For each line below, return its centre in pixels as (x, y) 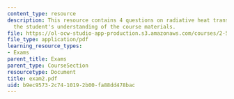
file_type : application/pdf (48, 40)
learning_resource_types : (45, 46)
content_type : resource (42, 14)
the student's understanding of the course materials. (95, 26)
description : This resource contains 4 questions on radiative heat (109, 20)
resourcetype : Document (42, 72)
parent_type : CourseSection (48, 66)
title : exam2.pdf (32, 78)
